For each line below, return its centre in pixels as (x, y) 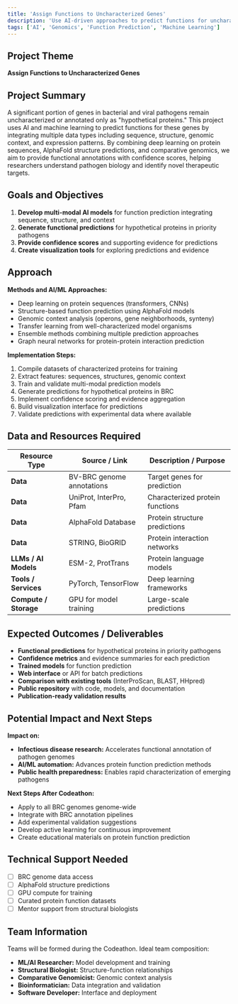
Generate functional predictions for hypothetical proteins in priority (117, 227)
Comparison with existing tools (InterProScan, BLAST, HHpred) (111, 681)
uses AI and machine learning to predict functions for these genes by (108, 128)
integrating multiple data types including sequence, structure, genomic (111, 135)
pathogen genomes (46, 757)
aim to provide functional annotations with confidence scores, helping (109, 158)
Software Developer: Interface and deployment (87, 993)
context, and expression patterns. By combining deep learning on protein (114, 142)
